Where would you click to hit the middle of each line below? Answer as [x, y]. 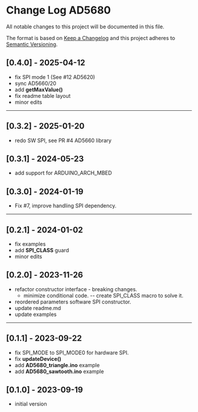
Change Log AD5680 [58, 10]
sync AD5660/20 [35, 83]
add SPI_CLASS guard [42, 250]
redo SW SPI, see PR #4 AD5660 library [63, 140]
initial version [31, 404]
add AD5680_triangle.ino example [57, 365]
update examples [36, 314]
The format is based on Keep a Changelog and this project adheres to [91, 38]
